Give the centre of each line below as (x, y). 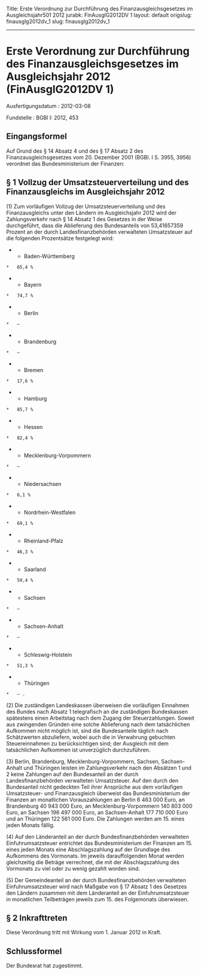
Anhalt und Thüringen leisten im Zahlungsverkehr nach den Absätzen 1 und (99, 768)
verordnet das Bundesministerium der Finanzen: (65, 164)
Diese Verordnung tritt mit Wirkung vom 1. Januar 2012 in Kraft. (84, 932)
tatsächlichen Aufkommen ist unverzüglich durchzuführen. (78, 750)
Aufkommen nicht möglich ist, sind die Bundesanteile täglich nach (87, 731)
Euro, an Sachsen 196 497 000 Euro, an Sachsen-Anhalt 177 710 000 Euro (97, 812)
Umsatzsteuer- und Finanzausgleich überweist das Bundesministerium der (98, 793)
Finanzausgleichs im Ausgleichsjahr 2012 (86, 192)
